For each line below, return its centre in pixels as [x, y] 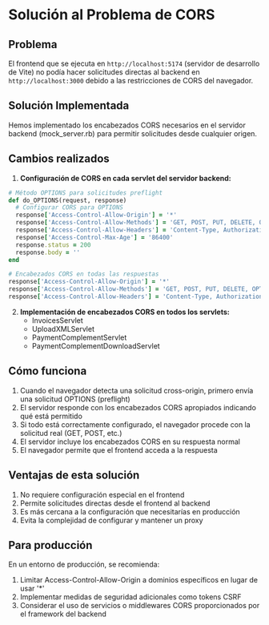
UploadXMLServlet [63, 329]
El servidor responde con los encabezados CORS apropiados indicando [138, 407]
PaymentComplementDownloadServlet [96, 345]
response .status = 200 [53, 245]
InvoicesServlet [58, 320]
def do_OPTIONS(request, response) [68, 200]
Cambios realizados [59, 159]
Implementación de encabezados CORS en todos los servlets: [124, 312]
